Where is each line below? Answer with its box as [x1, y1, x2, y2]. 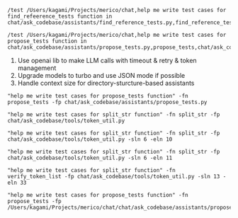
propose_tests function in [7, 38, 87, 45]
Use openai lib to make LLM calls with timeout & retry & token [17, 57, 197, 64]
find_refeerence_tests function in [7, 13, 113, 20]
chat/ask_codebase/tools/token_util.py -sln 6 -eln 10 [7, 136, 173, 143]
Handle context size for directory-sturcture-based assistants [17, 79, 195, 87]
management [17, 64, 57, 72]
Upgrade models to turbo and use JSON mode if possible [17, 71, 186, 79]
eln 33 [7, 179, 27, 186]
